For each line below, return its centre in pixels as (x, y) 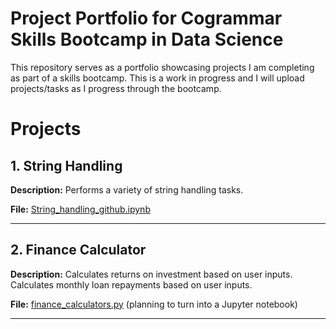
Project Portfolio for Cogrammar (146, 18)
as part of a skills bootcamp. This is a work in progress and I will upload (157, 78)
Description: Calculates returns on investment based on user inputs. (151, 274)
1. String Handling (66, 165)
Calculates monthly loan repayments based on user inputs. (131, 284)
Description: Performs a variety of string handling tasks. (127, 189)
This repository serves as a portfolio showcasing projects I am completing (162, 67)
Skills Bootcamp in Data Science (147, 39)
